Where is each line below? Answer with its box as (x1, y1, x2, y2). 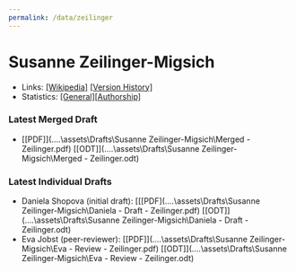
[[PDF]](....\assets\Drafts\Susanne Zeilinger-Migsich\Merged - (21, 134, 251, 145)
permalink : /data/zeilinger (8, 13, 114, 22)
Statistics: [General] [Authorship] (21, 91, 141, 101)
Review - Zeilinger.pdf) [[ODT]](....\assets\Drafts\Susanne (74, 243, 288, 254)
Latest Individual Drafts (8, 175, 113, 188)
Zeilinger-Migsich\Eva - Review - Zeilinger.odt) (21, 253, 195, 264)
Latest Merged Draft (8, 113, 98, 126)
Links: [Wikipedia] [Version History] (21, 82, 153, 92)
